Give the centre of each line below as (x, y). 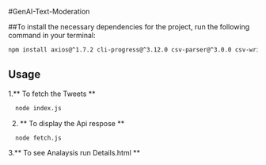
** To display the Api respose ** (72, 123)
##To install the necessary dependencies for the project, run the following (129, 27)
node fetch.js (38, 138)
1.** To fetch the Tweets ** (52, 94)
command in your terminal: (52, 35)
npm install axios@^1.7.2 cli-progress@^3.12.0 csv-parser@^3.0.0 (120, 50)
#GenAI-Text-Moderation (49, 12)
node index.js (38, 108)
